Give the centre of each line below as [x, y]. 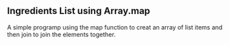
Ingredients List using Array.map [79, 11]
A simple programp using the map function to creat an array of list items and [115, 27]
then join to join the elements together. [61, 34]
